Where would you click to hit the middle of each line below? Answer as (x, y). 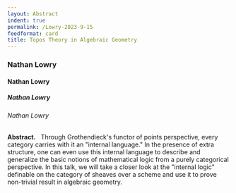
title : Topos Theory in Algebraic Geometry (72, 40)
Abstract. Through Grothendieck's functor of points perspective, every (113, 137)
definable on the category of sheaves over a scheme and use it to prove (112, 175)
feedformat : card (33, 33)
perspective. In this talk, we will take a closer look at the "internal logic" (111, 167)
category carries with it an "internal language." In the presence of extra (111, 144)
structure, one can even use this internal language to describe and (104, 152)
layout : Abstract (33, 14)
